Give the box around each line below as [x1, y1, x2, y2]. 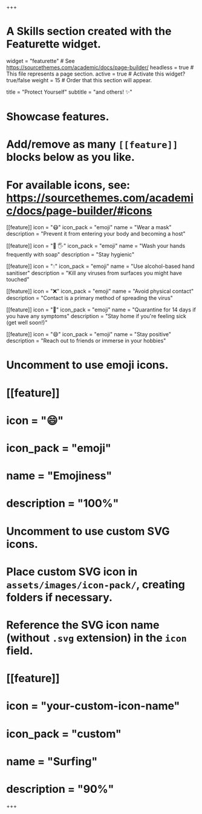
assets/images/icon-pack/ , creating [6, 578, 186, 591]
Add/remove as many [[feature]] [6, 137, 178, 151]
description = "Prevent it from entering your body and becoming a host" [6, 230, 186, 238]
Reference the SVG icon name [6, 618, 160, 632]
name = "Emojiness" [6, 469, 112, 483]
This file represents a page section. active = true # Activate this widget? [6, 70, 186, 77]
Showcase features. [6, 110, 109, 124]
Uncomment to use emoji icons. [6, 358, 169, 372]
